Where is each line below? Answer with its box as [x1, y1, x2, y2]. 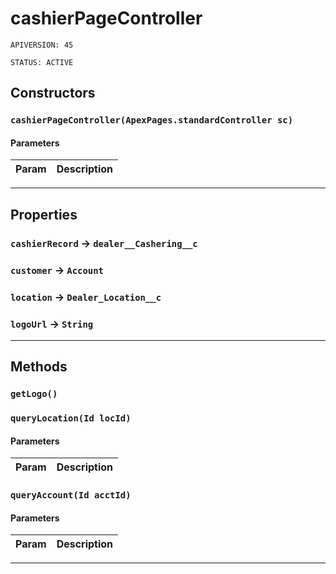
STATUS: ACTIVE [10, 57, 74, 67]
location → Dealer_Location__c [10, 290, 162, 304]
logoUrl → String [10, 317, 94, 331]
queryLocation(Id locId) [10, 413, 132, 424]
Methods [10, 358, 68, 376]
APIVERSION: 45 [10, 40, 74, 50]
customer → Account [10, 263, 104, 277]
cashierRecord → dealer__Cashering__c [10, 236, 198, 250]
